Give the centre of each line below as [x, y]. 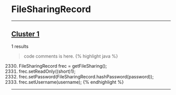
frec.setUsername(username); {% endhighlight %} [71, 82]
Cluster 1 [26, 34]
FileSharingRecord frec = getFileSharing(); [63, 66]
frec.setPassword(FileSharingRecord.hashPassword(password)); [86, 76]
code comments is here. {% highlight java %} [71, 56]
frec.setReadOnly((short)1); [47, 71]
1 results [20, 46]
